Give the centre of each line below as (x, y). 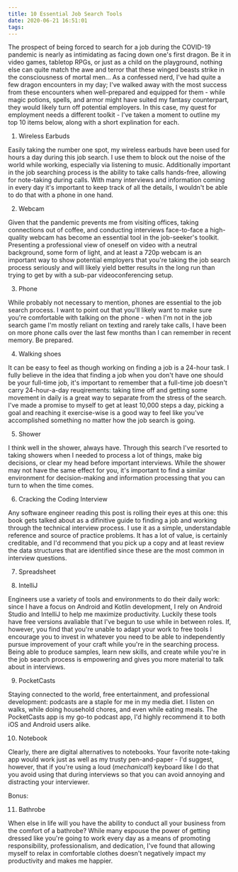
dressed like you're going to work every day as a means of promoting (109, 838)
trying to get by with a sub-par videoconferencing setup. (91, 275)
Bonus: (18, 796)
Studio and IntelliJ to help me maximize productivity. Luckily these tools (112, 614)
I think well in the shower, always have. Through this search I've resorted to (118, 448)
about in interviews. (37, 667)
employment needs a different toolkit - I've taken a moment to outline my (114, 115)
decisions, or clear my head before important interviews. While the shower (117, 463)
